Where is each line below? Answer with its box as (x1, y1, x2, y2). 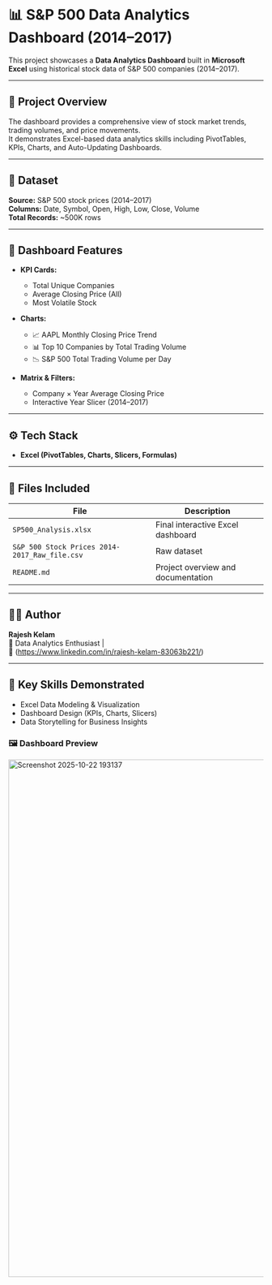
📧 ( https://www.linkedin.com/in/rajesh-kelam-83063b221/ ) (8, 646, 204, 657)
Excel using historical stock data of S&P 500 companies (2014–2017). (8, 63, 240, 73)
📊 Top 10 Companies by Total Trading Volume (32, 342, 187, 352)
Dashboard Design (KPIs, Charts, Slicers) (19, 708, 158, 718)
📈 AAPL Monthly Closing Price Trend (32, 330, 158, 340)
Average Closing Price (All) (32, 289, 122, 300)
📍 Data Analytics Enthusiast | (8, 638, 105, 648)
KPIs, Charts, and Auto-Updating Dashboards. (8, 142, 162, 152)
